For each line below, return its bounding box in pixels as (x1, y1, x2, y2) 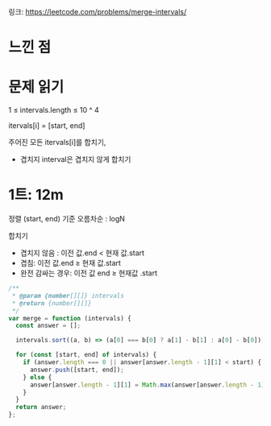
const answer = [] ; (15, 321, 81, 330)
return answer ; (15, 403, 67, 412)
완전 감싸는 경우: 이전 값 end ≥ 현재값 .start (19, 268, 158, 278)
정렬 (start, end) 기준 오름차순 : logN (8, 214, 125, 224)
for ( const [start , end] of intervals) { (15, 351, 157, 359)
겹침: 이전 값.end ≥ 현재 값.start (19, 258, 121, 268)
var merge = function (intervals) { (8, 314, 131, 322)
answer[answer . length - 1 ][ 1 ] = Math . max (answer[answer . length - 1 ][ (29, 381, 269, 389)
